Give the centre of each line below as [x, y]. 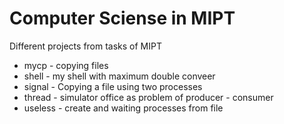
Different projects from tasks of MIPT [86, 46]
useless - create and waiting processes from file [123, 108]
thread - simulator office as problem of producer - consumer [148, 97]
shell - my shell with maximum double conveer [119, 76]
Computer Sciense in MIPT [122, 18]
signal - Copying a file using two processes [113, 86]
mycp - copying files [66, 65]
